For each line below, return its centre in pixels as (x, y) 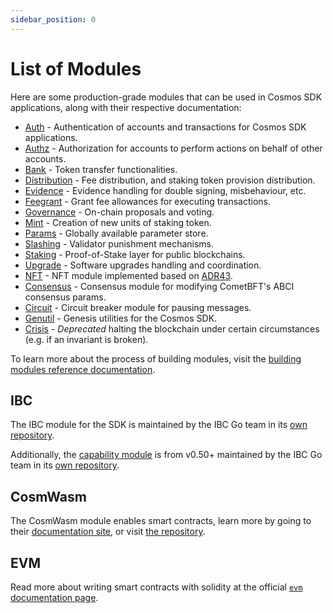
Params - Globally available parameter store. (116, 233)
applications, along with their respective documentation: (126, 107)
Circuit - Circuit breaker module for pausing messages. (138, 307)
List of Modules (76, 68)
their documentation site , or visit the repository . (108, 532)
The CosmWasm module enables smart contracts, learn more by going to (161, 521)
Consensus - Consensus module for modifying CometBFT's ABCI (159, 286)
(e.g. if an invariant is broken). (86, 339)
